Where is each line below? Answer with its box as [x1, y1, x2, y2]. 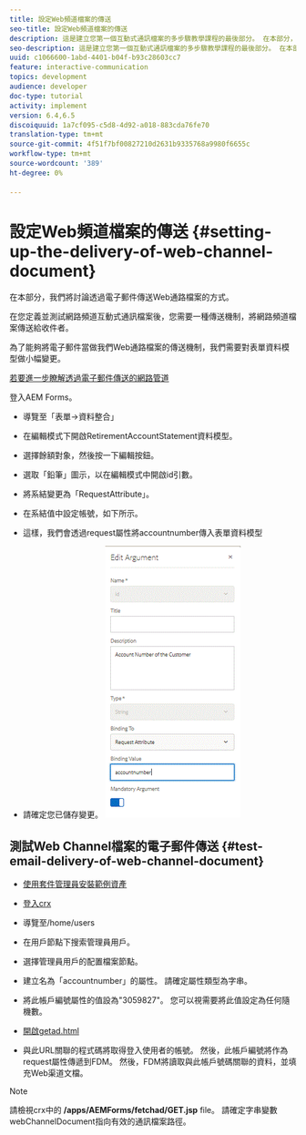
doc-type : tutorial [9, 91, 84, 100]
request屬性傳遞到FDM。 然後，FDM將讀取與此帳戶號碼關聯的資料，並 [22, 1057, 289, 1068]
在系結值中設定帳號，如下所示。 [22, 508, 143, 519]
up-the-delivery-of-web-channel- [9, 241, 273, 261]
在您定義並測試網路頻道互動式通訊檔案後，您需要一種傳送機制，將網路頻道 [9, 311, 289, 322]
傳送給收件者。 [16, 322, 74, 333]
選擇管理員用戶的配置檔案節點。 [22, 956, 143, 967]
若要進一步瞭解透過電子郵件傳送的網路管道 [9, 373, 169, 383]
